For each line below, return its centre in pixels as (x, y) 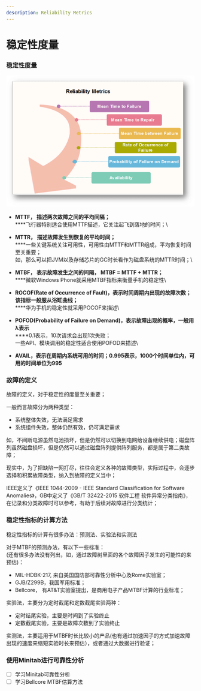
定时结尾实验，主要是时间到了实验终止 (62, 615)
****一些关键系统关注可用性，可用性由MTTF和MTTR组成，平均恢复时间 (103, 245)
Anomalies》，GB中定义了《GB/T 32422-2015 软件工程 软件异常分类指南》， (99, 495)
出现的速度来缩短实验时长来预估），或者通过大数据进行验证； (81, 643)
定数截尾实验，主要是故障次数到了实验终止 (67, 623)
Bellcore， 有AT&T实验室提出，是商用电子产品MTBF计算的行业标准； (100, 590)
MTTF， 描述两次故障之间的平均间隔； (63, 217)
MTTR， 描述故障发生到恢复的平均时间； (65, 238)
